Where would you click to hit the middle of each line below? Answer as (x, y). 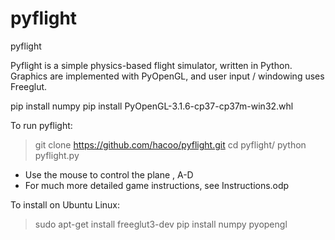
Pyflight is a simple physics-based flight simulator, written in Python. (151, 65)
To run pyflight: (41, 125)
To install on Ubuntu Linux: (65, 204)
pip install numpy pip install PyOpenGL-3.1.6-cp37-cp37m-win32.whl (152, 106)
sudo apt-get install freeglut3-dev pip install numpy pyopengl (161, 224)
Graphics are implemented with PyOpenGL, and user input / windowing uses (167, 76)
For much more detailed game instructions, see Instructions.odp (157, 185)
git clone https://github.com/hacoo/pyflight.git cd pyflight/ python (170, 144)
